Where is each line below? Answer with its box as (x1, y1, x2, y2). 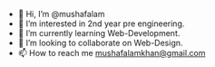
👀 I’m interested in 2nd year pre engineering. (17, 18, 185, 29)
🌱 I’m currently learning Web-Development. (17, 28, 181, 38)
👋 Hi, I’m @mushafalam (17, 9, 105, 19)
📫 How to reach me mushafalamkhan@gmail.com (17, 48, 206, 58)
